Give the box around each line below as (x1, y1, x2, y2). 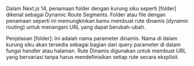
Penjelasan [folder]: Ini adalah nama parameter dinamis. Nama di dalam (6, 35, 178, 41)
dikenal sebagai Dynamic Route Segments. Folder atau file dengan (6, 11, 166, 18)
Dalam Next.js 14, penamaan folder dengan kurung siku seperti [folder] (6, 5, 176, 12)
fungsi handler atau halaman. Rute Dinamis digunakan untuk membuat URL (6, 47, 186, 54)
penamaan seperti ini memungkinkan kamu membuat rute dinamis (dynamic (6, 18, 189, 24)
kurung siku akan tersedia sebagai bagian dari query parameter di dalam (6, 41, 181, 48)
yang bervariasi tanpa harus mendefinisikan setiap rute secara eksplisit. (6, 54, 179, 60)
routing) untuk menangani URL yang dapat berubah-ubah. (6, 23, 146, 30)
